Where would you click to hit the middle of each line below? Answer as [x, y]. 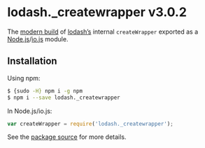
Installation [32, 61]
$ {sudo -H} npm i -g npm [45, 91]
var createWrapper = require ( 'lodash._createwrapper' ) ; [90, 123]
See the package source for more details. [67, 137]
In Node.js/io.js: [30, 111]
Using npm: [24, 78]
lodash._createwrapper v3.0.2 [97, 12]
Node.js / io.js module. [38, 39]
